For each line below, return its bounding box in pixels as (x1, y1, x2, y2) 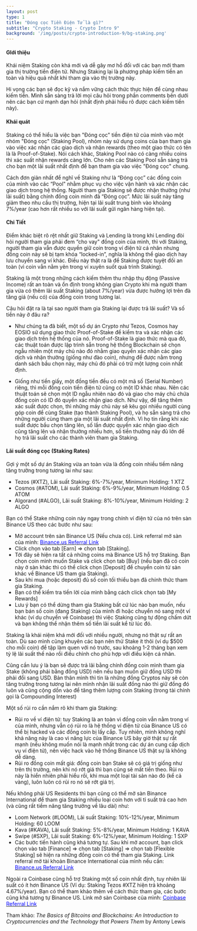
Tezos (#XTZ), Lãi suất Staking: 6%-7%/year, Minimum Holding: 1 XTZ (14, 478, 185, 485)
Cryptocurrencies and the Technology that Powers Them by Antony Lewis (6, 917, 186, 925)
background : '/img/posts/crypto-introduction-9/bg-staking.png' (6, 31, 167, 37)
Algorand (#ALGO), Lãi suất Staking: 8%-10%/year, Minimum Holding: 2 (14, 497, 189, 504)
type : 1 (6, 14, 25, 20)
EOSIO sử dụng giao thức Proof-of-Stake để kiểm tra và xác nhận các (14, 328, 183, 336)
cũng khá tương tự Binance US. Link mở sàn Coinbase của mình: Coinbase (6, 894, 186, 901)
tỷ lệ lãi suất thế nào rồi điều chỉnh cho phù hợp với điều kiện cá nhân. (6, 650, 176, 657)
